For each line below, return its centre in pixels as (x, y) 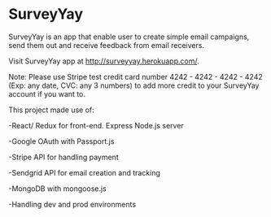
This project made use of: (52, 110)
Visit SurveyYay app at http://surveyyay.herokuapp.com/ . (104, 61)
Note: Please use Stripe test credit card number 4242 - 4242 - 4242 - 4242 (135, 76)
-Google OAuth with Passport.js (61, 141)
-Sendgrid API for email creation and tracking (85, 172)
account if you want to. (47, 93)
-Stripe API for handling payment (64, 157)
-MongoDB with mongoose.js (58, 189)
